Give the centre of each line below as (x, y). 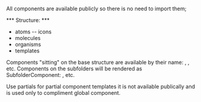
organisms (28, 44)
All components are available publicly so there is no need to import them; (97, 9)
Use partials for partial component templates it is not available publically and (100, 86)
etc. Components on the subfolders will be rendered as (74, 69)
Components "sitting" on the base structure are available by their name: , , (98, 62)
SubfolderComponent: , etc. (40, 75)
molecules (28, 38)
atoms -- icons (33, 32)
